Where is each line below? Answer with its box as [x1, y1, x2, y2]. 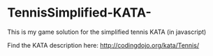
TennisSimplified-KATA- [7, 5, 152, 21]
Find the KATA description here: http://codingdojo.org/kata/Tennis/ [7, 41, 200, 49]
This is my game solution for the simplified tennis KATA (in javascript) [7, 28, 207, 36]
